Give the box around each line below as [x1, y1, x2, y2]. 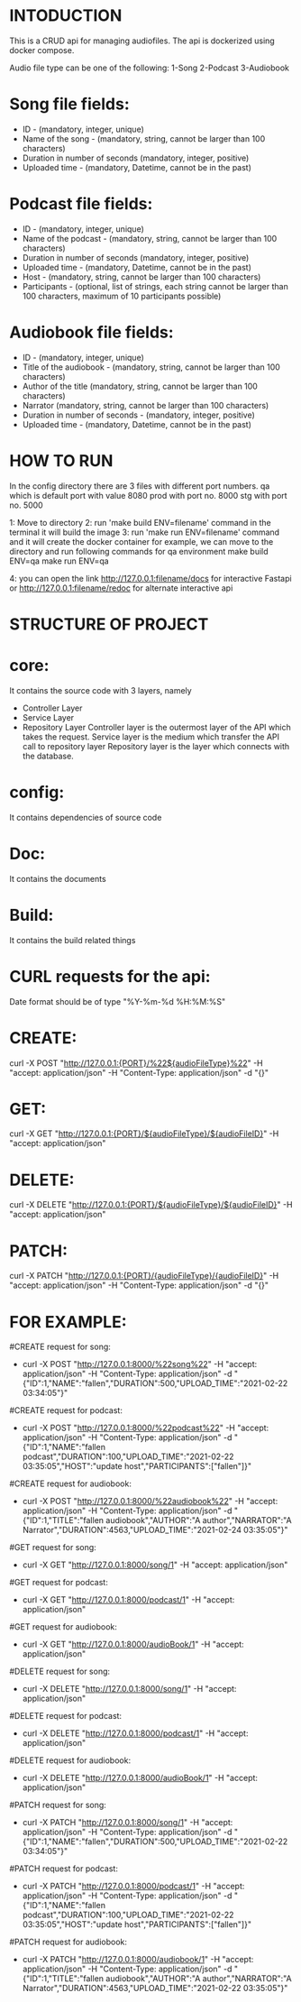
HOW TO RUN [9, 450, 114, 471]
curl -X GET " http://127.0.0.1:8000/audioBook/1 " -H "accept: [22, 1639, 245, 1650]
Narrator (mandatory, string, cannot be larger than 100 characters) [22, 399, 269, 410]
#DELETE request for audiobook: [9, 1755, 132, 1766]
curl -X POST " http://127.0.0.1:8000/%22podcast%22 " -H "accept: [22, 1422, 269, 1434]
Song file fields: [9, 94, 131, 115]
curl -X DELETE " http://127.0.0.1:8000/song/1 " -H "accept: [22, 1684, 237, 1694]
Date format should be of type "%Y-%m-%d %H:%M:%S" [9, 996, 226, 1006]
